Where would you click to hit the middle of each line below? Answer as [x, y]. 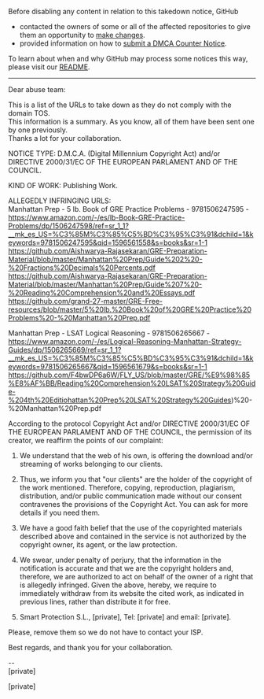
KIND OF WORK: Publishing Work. [63, 185]
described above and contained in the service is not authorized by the [133, 536]
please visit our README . [49, 67]
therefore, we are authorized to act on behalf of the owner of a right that [136, 577]
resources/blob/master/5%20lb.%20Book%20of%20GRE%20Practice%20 [130, 309]
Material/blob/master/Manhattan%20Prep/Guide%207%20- [105, 284]
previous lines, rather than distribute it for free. [95, 602]
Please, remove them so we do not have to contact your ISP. [106, 632]
